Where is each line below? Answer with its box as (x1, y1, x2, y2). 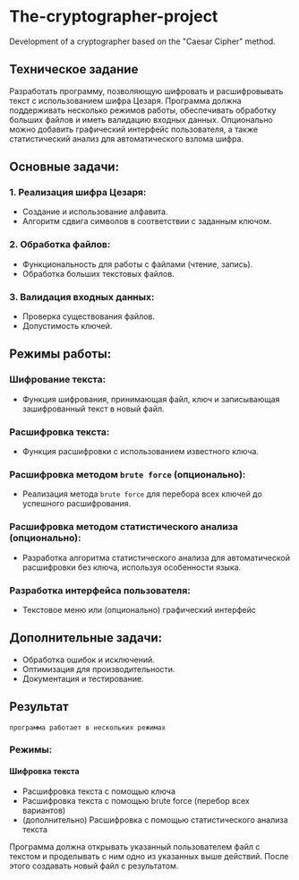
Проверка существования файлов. (21, 311, 155, 322)
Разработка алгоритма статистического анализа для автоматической (21, 552, 291, 563)
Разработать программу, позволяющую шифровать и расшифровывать (9, 85, 284, 96)
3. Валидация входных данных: (9, 290, 155, 303)
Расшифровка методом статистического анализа (9, 521, 239, 533)
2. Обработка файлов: (9, 238, 111, 251)
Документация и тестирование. (21, 673, 145, 684)
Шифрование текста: (9, 374, 106, 386)
